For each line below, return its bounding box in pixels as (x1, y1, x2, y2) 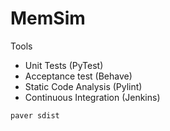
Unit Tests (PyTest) (24, 59, 104, 71)
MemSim (10, 7, 86, 30)
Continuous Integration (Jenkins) (24, 91, 161, 103)
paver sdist (10, 110, 60, 121)
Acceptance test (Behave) (24, 70, 133, 82)
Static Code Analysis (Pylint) (24, 80, 143, 92)
